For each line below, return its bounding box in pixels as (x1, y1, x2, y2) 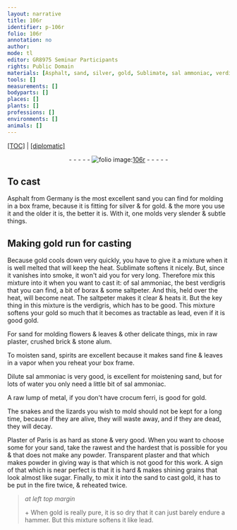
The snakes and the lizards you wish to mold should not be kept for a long (7, 407, 222, 416)
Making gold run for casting (7, 237, 132, 249)
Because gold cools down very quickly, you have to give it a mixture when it (7, 256, 228, 265)
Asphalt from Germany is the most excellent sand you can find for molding (7, 194, 224, 203)
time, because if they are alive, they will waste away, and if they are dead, (7, 415, 221, 423)
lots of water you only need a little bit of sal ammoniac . (7, 379, 166, 389)
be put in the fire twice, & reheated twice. (7, 481, 128, 490)
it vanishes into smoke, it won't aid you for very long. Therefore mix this (7, 271, 215, 280)
